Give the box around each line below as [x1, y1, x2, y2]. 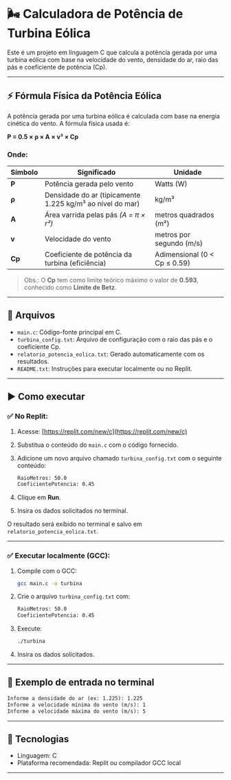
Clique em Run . [16, 494, 61, 502]
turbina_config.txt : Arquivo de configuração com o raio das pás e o [16, 335, 213, 344]
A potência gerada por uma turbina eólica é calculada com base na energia [7, 112, 220, 120]
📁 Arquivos [7, 310, 56, 322]
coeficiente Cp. [16, 342, 61, 350]
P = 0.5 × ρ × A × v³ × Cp [7, 132, 79, 140]
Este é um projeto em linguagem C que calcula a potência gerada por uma [7, 48, 217, 56]
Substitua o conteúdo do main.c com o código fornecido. [16, 441, 179, 449]
